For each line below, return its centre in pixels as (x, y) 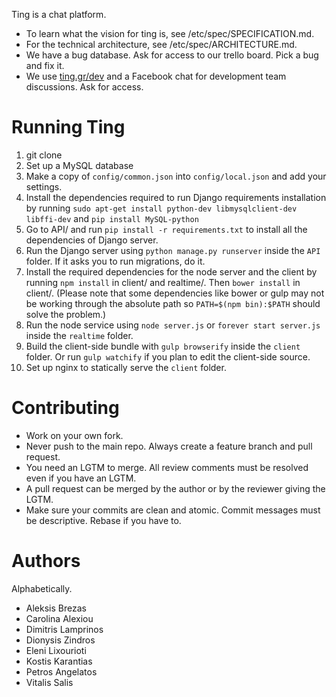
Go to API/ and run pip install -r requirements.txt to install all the (166, 229)
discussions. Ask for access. (84, 87)
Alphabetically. (42, 588)
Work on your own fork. (74, 435)
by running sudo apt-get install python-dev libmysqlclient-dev (161, 208)
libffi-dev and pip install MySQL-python (112, 218)
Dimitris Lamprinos (64, 629)
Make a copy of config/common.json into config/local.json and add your (176, 176)
